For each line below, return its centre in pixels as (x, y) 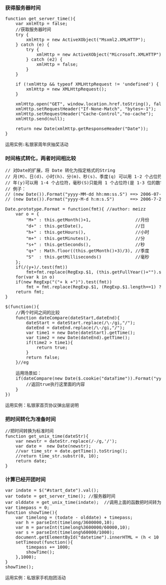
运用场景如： (29, 373)
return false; (43, 357)
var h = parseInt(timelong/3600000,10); (65, 522)
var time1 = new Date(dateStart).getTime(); (81, 333)
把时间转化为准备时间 (30, 419)
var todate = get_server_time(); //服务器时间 (60, 496)
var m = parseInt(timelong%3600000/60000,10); (73, 527)
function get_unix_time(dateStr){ (47, 436)
